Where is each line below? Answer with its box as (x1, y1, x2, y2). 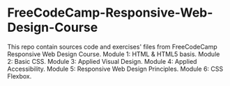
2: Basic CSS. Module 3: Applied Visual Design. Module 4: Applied (7, 57, 197, 65)
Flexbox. (7, 71, 32, 80)
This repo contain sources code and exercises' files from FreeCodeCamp (7, 42, 217, 51)
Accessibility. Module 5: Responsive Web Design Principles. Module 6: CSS (7, 64, 224, 73)
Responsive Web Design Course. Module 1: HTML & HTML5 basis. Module (7, 50, 220, 58)
